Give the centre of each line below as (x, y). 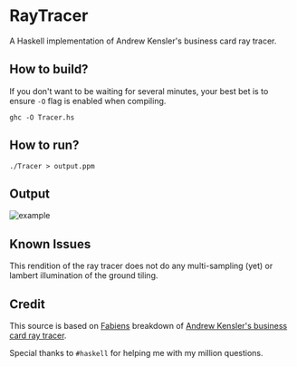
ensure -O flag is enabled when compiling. (88, 101)
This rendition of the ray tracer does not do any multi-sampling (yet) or (141, 266)
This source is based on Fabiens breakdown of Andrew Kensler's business (148, 326)
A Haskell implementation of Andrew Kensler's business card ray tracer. (143, 41)
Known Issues (50, 244)
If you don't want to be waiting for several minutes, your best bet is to (139, 91)
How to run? (44, 145)
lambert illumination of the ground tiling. (84, 275)
